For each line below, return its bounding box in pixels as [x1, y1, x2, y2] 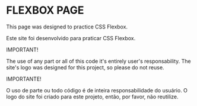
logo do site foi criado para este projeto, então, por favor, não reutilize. [6, 93, 179, 100]
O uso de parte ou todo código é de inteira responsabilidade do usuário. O [6, 86, 188, 94]
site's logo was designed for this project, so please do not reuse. [6, 63, 164, 71]
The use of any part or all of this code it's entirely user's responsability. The [6, 57, 191, 65]
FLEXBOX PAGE [6, 4, 84, 17]
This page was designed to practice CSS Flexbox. [6, 23, 128, 30]
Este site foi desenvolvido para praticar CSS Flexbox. [6, 34, 136, 41]
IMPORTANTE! [6, 75, 42, 82]
